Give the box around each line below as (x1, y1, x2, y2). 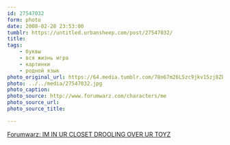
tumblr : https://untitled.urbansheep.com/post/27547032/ (7, 29, 173, 36)
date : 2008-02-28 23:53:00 (7, 23, 84, 29)
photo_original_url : (7, 73, 66, 81)
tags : (7, 42, 23, 49)
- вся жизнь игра (19, 55, 69, 62)
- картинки (19, 61, 51, 68)
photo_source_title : (7, 105, 66, 112)
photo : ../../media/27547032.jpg (7, 80, 103, 87)
